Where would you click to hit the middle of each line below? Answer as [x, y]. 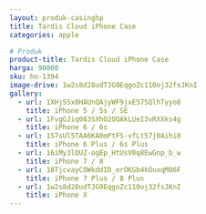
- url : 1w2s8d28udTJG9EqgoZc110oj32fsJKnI [99, 187]
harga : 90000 [34, 68]
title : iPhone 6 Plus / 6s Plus [87, 145]
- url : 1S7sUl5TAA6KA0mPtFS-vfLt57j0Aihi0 [99, 136]
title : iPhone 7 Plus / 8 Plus [85, 178]
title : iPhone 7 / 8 [65, 161]
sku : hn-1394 [34, 77]
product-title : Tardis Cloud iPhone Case [89, 60]
